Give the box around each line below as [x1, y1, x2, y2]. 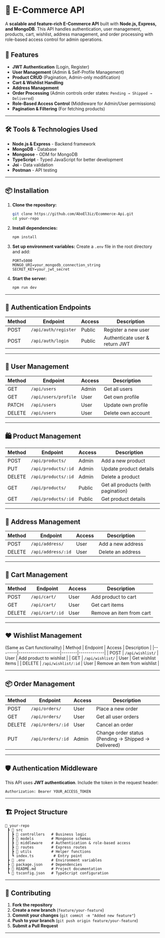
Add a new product [101, 457, 146, 464]
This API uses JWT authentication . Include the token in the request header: [5, 780, 159, 786]
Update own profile [104, 401, 148, 408]
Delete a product [101, 473, 140, 480]
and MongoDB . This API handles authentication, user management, [5, 26, 141, 32]
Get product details [101, 495, 146, 502]
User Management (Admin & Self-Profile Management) [12, 69, 124, 75]
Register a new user [104, 326, 150, 333]
